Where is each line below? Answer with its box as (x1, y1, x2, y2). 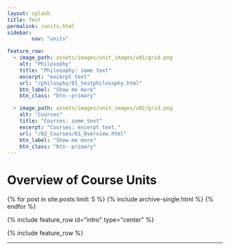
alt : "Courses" (19, 111, 63, 118)
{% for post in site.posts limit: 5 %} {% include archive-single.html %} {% (7, 195, 214, 203)
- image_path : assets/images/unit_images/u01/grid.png (13, 54, 173, 62)
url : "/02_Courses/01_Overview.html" (19, 130, 127, 137)
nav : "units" (31, 36, 69, 42)
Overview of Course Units (7, 173, 157, 188)
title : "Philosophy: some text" (19, 66, 112, 74)
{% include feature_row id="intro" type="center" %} (7, 216, 155, 224)
